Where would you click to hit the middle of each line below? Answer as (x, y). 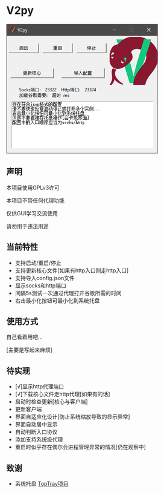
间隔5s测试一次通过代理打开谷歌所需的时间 (68, 293)
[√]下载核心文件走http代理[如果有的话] (62, 394)
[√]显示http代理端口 (39, 387)
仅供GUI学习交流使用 (32, 213)
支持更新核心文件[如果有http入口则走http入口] (72, 270)
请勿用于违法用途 (27, 226)
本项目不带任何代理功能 (35, 200)
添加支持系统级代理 (39, 440)
